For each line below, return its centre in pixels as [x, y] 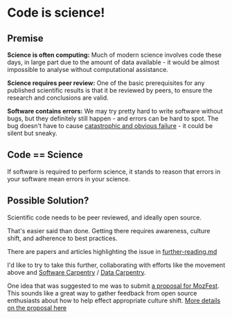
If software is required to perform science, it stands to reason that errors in [114, 172]
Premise [25, 38]
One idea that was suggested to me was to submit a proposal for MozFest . [113, 286]
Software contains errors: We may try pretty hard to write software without [115, 111]
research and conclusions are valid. [58, 98]
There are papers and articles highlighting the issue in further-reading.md [112, 251]
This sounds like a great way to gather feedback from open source [102, 293]
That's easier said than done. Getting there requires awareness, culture [109, 230]
